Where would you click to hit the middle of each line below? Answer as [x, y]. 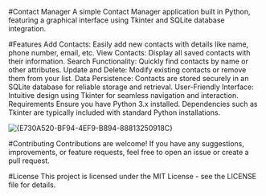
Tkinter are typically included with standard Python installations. [115, 112]
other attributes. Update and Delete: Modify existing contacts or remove [127, 70]
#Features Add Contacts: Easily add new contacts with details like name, [129, 44]
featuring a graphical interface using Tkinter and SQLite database [117, 20]
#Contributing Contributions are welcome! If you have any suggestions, [127, 143]
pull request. [29, 161]
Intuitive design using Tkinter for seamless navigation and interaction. [123, 95]
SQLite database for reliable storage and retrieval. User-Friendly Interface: [131, 87]
